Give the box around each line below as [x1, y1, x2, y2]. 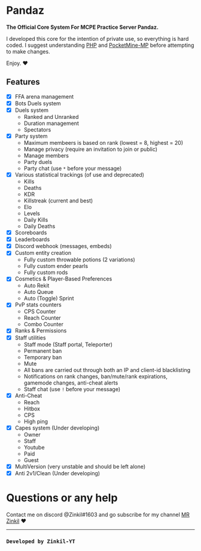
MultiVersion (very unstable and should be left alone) [14, 463, 146, 470]
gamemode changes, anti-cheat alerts [23, 379, 118, 386]
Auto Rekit [23, 282, 50, 289]
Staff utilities [14, 334, 46, 341]
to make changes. [6, 47, 50, 55]
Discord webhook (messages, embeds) [14, 243, 112, 250]
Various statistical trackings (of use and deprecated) [14, 171, 145, 178]
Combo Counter [23, 321, 64, 328]
